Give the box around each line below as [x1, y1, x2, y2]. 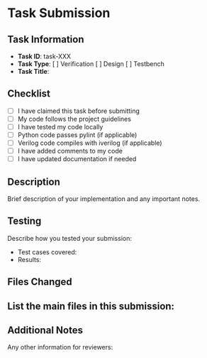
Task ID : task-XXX [17, 52, 72, 60]
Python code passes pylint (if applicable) [17, 131, 138, 139]
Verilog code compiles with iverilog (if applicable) [17, 139, 162, 147]
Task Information [7, 33, 84, 45]
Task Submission [7, 5, 111, 21]
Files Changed [7, 276, 72, 288]
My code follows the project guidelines [17, 114, 131, 123]
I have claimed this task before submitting [17, 107, 140, 115]
